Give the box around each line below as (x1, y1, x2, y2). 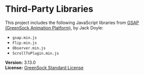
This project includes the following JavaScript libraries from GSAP (5, 20, 139, 25)
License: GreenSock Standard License (5, 65, 84, 71)
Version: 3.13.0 (5, 59, 36, 65)
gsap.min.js (12, 35, 37, 40)
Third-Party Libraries (5, 3, 94, 15)
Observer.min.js (12, 46, 46, 50)
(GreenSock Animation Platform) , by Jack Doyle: (5, 25, 104, 30)
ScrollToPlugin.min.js (12, 50, 59, 56)
